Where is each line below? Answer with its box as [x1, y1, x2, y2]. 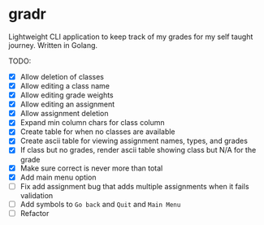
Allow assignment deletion [19, 109, 109, 119]
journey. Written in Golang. [8, 40, 98, 50]
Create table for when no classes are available [19, 127, 176, 136]
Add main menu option [19, 172, 97, 182]
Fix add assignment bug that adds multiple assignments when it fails [19, 181, 249, 191]
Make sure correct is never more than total [19, 163, 163, 173]
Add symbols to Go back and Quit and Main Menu [19, 199, 181, 209]
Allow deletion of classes [19, 71, 104, 81]
